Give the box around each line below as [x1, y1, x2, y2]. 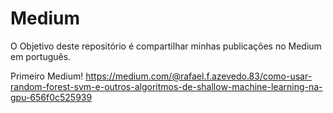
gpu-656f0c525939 [10, 91, 93, 103]
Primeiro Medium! [10, 70, 84, 82]
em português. [10, 50, 72, 62]
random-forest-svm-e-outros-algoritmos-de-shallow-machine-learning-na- [10, 80, 323, 92]
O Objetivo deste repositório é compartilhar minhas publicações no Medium [10, 40, 322, 52]
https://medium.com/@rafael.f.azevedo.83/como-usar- [85, 70, 313, 82]
